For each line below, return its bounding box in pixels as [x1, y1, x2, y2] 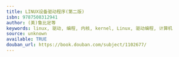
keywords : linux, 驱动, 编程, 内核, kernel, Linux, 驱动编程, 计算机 [6, 25, 173, 31]
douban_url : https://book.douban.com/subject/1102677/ [6, 42, 147, 48]
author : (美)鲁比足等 [6, 20, 56, 26]
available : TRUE [6, 36, 47, 42]
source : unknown [6, 31, 47, 37]
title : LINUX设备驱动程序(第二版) [6, 8, 85, 15]
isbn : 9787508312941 [6, 14, 58, 20]
